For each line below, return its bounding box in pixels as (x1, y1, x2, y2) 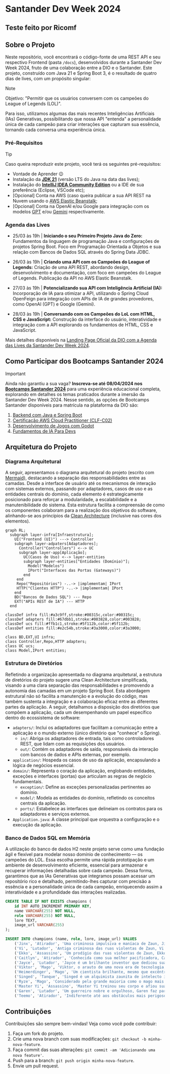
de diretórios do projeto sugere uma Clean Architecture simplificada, (5, 677, 148, 683)
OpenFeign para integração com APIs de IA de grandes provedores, (12, 295, 154, 301)
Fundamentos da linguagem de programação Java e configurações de (12, 238, 159, 244)
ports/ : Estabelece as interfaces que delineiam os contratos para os (20, 805, 163, 811)
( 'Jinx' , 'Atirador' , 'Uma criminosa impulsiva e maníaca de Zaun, (14, 941, 159, 946)
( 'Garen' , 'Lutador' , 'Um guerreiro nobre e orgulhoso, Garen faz (14, 988, 157, 994)
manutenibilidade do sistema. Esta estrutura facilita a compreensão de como (5, 502, 165, 508)
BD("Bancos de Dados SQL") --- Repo (14, 595, 92, 600)
